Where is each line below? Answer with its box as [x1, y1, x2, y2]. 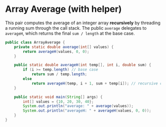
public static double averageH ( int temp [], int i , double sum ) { [14, 63, 152, 68]
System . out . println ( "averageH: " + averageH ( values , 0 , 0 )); [23, 108, 152, 113]
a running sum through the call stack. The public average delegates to [5, 25, 147, 31]
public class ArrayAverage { [5, 40, 65, 45]
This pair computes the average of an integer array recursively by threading [5, 20, 161, 26]
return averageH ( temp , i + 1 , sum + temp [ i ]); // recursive [31, 81, 158, 86]
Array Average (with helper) [5, 3, 122, 15]
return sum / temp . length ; [31, 72, 87, 77]
